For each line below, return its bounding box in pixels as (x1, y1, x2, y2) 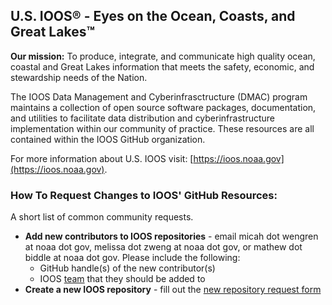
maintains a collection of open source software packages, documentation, (10, 101, 317, 113)
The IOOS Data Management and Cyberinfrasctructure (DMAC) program (10, 90, 308, 103)
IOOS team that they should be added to (39, 273, 206, 285)
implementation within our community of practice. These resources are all (10, 122, 315, 134)
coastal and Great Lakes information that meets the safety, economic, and (10, 60, 315, 73)
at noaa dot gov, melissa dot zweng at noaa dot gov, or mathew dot (24, 241, 303, 253)
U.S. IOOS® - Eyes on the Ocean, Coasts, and (10, 8, 296, 25)
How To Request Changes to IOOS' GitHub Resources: (10, 188, 278, 202)
